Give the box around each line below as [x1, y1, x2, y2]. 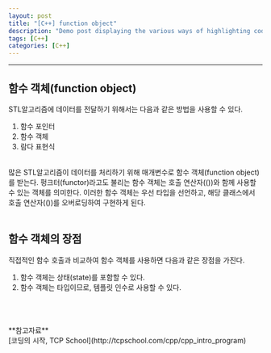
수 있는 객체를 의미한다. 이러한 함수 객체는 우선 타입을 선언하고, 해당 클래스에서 [8, 187, 256, 197]
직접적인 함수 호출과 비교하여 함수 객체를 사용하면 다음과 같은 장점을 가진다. [8, 255, 245, 265]
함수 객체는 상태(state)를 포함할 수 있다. [19, 272, 145, 282]
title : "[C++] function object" [8, 19, 117, 27]
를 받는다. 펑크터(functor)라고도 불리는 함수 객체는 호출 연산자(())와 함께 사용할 [8, 177, 256, 187]
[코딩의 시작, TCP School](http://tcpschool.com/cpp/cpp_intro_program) [8, 335, 247, 345]
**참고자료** [8, 325, 49, 335]
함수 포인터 [19, 121, 56, 131]
